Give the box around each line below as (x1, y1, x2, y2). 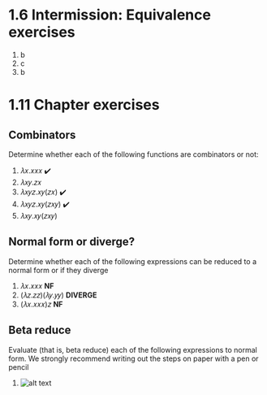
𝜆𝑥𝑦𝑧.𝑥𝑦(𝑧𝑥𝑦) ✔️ (19, 199, 71, 209)
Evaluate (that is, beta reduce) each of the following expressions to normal (8, 345, 257, 354)
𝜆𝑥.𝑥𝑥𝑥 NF (19, 280, 54, 290)
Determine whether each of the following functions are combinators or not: (8, 149, 259, 159)
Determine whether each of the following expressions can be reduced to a (8, 256, 257, 266)
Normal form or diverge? (8, 235, 136, 249)
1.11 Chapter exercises (8, 96, 160, 115)
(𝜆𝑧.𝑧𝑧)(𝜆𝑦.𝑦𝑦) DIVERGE (19, 290, 97, 300)
